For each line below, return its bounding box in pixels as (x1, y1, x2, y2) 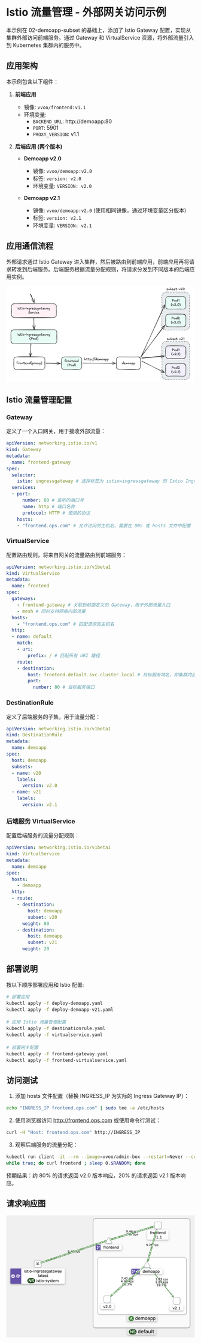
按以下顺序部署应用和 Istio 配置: (6, 981, 84, 988)
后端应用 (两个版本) (14, 142, 63, 150)
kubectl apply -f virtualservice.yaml (6, 1032, 103, 1038)
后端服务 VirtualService (6, 817, 76, 825)
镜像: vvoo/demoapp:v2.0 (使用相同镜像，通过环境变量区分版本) (32, 207, 187, 214)
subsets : (11, 763, 33, 769)
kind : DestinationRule (6, 732, 63, 738)
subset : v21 (28, 939, 58, 946)
